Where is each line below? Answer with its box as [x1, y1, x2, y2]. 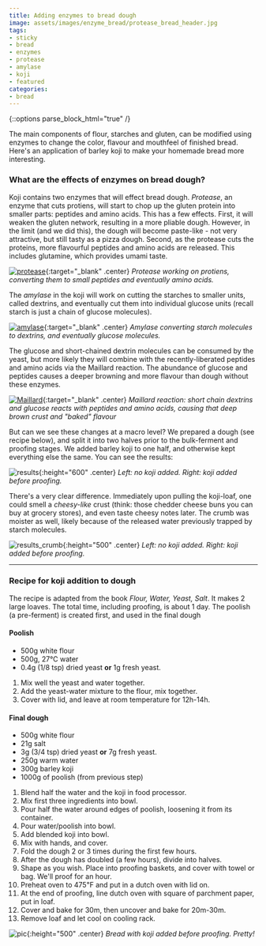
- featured [9, 77, 45, 85]
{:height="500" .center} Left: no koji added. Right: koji [62, 540, 238, 549]
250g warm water [20, 756, 79, 765]
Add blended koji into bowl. [20, 830, 110, 839]
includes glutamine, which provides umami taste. [9, 251, 168, 261]
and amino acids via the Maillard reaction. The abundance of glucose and [9, 363, 248, 372]
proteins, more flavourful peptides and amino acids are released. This [9, 243, 235, 252]
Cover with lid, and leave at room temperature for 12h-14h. [20, 695, 211, 704]
